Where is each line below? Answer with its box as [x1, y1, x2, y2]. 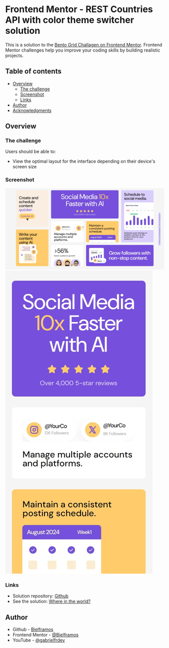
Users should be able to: [5, 148, 57, 155]
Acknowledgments [12, 107, 52, 113]
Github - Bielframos [12, 626, 54, 632]
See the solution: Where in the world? [12, 599, 91, 605]
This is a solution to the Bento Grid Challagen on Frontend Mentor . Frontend [5, 41, 162, 47]
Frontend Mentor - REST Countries [5, 4, 153, 15]
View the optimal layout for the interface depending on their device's [12, 158, 155, 165]
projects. [5, 52, 24, 59]
